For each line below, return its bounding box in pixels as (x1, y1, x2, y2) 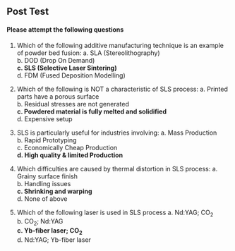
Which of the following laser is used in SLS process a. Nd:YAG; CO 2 (16, 208, 214, 218)
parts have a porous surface (16, 92, 100, 101)
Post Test (6, 6, 49, 18)
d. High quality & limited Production (16, 151, 123, 159)
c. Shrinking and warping (16, 187, 92, 195)
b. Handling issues (16, 179, 71, 188)
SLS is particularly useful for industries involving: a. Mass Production (16, 128, 217, 137)
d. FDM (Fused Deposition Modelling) (16, 71, 126, 80)
